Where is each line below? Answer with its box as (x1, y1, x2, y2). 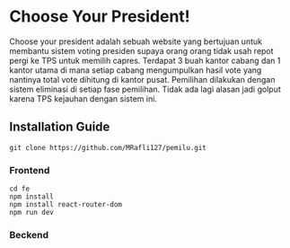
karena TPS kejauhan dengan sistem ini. (9, 93, 157, 104)
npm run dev (9, 208, 54, 217)
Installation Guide (9, 120, 110, 135)
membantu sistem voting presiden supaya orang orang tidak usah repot (9, 45, 274, 56)
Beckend (9, 228, 49, 241)
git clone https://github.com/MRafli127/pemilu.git (9, 143, 207, 152)
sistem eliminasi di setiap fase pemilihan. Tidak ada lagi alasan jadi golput (9, 84, 281, 94)
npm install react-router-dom (9, 200, 123, 209)
